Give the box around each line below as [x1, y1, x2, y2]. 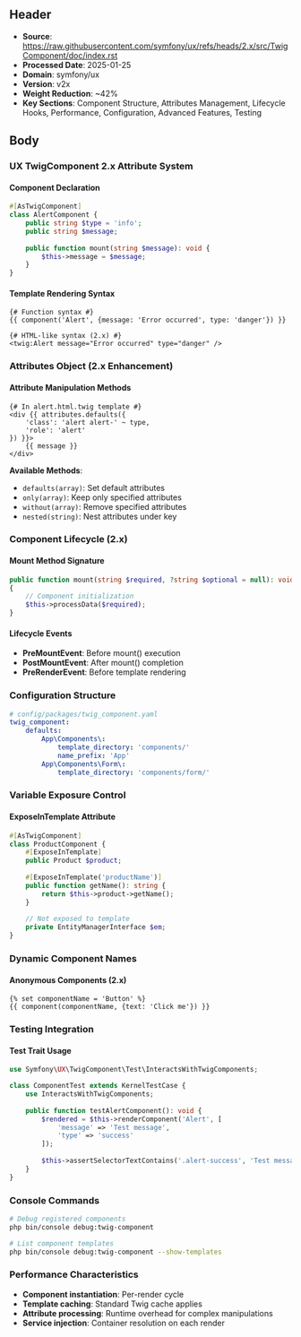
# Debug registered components [9, 1214, 126, 1223]
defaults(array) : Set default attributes [21, 482, 166, 493]
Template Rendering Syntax [9, 288, 116, 298]
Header [9, 7, 52, 22]
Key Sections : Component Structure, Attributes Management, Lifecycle [21, 98, 287, 108]
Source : [21, 30, 53, 41]
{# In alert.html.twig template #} [9, 402, 142, 411]
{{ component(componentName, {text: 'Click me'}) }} [9, 1003, 211, 1012]
